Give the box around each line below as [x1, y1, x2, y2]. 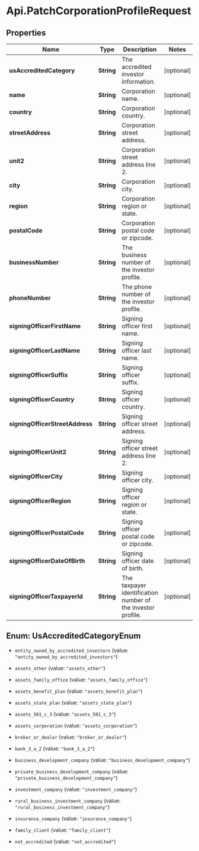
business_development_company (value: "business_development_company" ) [14, 756, 191, 763]
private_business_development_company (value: [14, 767, 129, 775]
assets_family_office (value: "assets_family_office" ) [14, 676, 148, 683]
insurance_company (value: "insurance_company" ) [14, 815, 132, 822]
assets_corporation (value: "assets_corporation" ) [14, 722, 137, 729]
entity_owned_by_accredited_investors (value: [14, 647, 129, 654]
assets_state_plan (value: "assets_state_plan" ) [14, 699, 132, 706]
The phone [121, 283, 152, 291]
